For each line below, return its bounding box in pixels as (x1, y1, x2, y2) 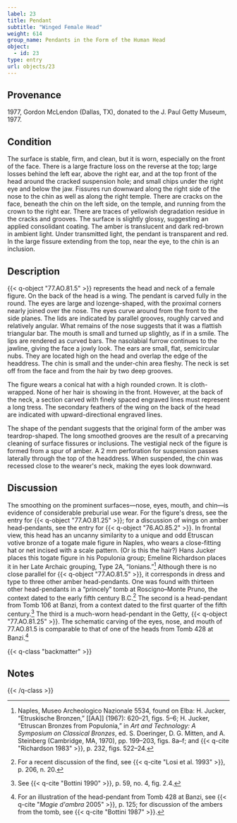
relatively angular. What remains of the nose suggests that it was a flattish (7, 322, 222, 330)
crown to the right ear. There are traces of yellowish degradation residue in (7, 207, 225, 216)
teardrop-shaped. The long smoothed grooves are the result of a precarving (7, 432, 229, 440)
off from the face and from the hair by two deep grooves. (7, 367, 174, 375)
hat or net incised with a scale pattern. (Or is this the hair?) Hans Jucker (7, 546, 217, 554)
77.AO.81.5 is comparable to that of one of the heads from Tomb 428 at (7, 624, 214, 633)
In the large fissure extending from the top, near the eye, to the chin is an (7, 238, 219, 246)
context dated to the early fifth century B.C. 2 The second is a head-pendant (7, 592, 228, 602)
